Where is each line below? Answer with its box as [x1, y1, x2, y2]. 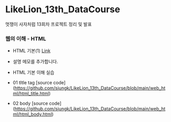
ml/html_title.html [12, 90, 50, 96]
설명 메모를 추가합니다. [12, 59, 58, 65]
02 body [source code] [12, 101, 61, 107]
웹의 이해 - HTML [5, 35, 47, 42]
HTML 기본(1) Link [12, 47, 51, 54]
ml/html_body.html [12, 111, 52, 117]
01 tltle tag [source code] [12, 80, 66, 86]
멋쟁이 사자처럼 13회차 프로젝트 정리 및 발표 [5, 21, 92, 27]
